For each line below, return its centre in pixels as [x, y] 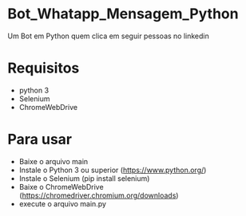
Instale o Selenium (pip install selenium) [84, 178]
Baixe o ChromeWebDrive [61, 187]
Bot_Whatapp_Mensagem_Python [123, 14]
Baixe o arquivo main [54, 161]
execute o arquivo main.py [63, 203]
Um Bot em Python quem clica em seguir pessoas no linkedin [108, 36]
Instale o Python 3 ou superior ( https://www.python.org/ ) [113, 170]
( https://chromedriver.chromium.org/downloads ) [99, 195]
